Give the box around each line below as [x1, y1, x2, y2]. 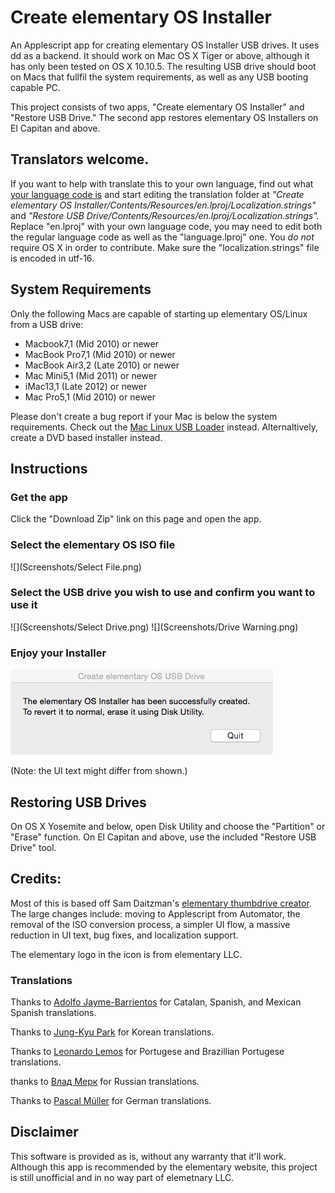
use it [10, 598, 38, 612]
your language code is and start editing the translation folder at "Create [10, 188, 305, 200]
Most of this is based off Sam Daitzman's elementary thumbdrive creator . [10, 897, 312, 909]
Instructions [10, 460, 88, 477]
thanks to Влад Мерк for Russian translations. [10, 1076, 200, 1088]
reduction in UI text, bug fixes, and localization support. [10, 929, 239, 941]
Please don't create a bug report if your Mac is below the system [10, 410, 278, 422]
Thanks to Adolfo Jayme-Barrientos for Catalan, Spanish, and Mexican [10, 996, 302, 1008]
